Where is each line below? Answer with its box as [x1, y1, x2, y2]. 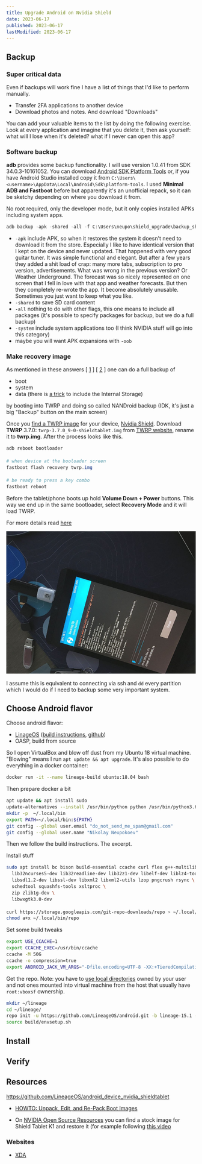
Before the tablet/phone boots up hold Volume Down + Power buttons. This [6, 494, 194, 502]
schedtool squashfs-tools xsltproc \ [11, 884, 106, 890]
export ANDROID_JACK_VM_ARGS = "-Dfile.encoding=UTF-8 [6, 964, 141, 970]
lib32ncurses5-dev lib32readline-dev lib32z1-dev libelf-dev [11, 871, 168, 877]
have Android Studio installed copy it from [6, 174, 110, 181]
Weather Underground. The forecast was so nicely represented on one [14, 273, 191, 280]
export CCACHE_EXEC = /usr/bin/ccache [6, 945, 98, 951]
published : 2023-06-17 [6, 22, 63, 28]
